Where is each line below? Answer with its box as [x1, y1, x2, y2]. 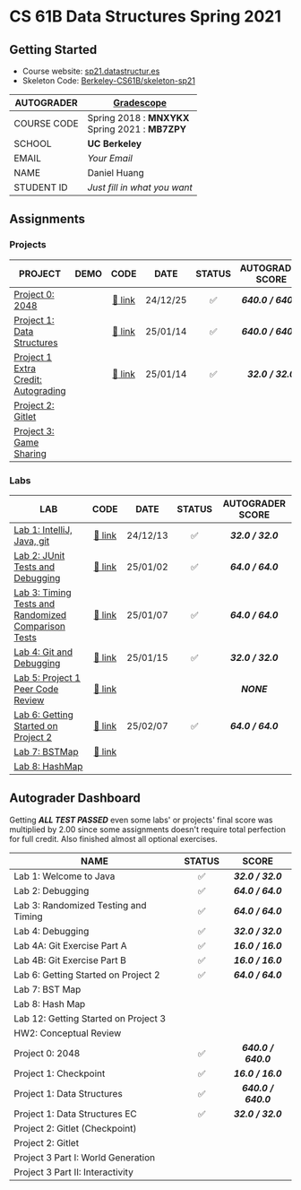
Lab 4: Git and [13, 646, 73, 658]
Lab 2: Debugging [13, 884, 90, 897]
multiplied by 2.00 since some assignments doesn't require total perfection [9, 823, 287, 835]
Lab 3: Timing [13, 586, 72, 598]
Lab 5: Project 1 [13, 671, 81, 683]
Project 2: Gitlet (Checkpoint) [13, 1122, 137, 1134]
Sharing [13, 447, 47, 459]
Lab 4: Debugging [13, 925, 90, 937]
